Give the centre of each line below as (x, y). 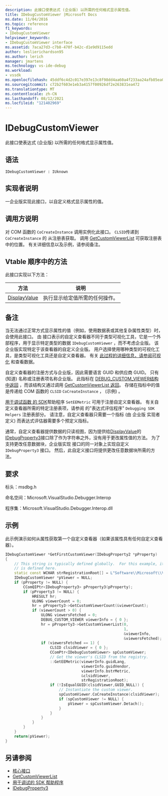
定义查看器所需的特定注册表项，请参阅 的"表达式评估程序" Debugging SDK (80, 408)
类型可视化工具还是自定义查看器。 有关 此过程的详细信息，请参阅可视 (89, 356)
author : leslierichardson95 (34, 52)
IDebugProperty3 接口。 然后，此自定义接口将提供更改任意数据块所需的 (78, 450)
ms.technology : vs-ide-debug (35, 66)
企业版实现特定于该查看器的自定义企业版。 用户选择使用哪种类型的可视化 (80, 349)
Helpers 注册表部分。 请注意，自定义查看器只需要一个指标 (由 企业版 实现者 (82, 415)
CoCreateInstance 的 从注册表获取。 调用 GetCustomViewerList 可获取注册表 (83, 238)
